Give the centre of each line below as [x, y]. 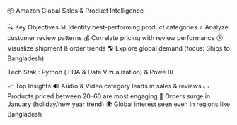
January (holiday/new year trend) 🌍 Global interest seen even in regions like [119, 104]
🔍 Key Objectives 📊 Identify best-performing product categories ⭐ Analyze [118, 27]
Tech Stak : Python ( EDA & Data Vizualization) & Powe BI [91, 72]
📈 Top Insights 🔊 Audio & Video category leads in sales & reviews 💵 [108, 86]
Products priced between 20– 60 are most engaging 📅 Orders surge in [109, 96]
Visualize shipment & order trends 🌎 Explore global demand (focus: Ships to [118, 48]
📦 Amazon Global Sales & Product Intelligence [75, 11]
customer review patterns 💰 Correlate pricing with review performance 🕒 [115, 38]
